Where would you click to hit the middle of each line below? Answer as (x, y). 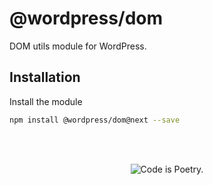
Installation (45, 77)
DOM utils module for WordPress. (78, 46)
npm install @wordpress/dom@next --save (95, 120)
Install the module (46, 101)
